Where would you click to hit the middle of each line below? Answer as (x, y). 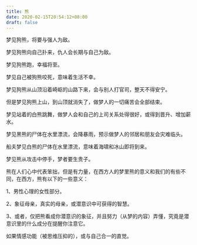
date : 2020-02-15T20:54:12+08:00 (47, 17)
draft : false (22, 22)
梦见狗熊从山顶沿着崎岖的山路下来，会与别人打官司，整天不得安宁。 (88, 90)
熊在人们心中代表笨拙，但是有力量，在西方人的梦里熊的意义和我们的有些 (93, 172)
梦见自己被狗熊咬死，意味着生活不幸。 (52, 77)
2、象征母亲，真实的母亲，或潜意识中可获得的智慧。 (69, 204)
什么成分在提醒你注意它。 (57, 224)
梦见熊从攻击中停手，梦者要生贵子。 (50, 159)
